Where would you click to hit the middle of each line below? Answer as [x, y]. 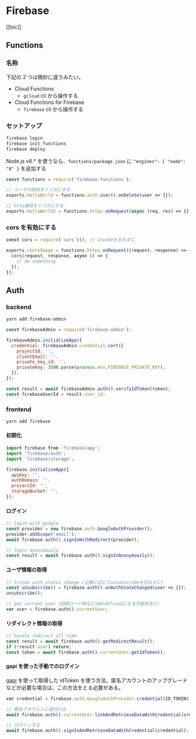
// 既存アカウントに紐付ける [36, 709]
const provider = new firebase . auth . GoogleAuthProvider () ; [79, 529]
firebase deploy [26, 149]
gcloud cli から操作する [51, 95]
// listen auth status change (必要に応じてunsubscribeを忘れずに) [85, 582]
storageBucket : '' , [35, 491]
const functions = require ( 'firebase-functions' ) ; [69, 179]
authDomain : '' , [31, 481]
